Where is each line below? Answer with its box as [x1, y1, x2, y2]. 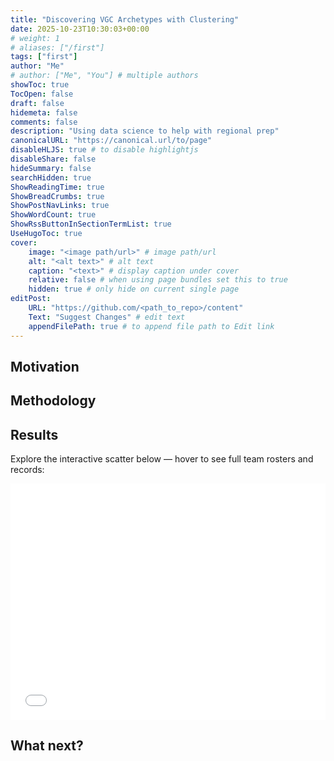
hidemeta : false [10, 107, 78, 118]
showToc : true [10, 80, 70, 90]
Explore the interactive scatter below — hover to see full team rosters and [10, 453, 314, 465]
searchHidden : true [10, 172, 92, 183]
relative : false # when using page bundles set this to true [28, 275, 288, 285]
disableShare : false [10, 154, 97, 164]
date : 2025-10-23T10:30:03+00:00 [10, 24, 150, 34]
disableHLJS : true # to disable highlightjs [10, 145, 199, 155]
